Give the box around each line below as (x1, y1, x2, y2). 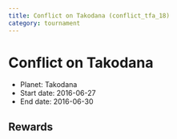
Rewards (8, 120, 54, 133)
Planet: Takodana (19, 80, 78, 89)
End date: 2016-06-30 (19, 97, 94, 106)
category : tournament (8, 19, 81, 27)
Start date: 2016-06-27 (19, 89, 96, 98)
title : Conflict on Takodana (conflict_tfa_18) (8, 11, 171, 20)
